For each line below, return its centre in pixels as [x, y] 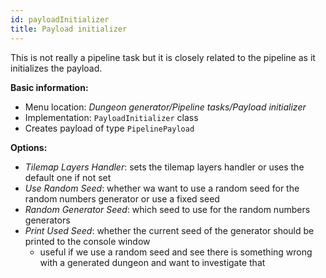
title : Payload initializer [69, 29]
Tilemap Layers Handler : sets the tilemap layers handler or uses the [164, 167]
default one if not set [68, 177]
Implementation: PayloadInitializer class [111, 117]
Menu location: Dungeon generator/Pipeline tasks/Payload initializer [165, 107]
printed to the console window [87, 241]
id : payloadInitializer [60, 19]
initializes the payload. [56, 68]
